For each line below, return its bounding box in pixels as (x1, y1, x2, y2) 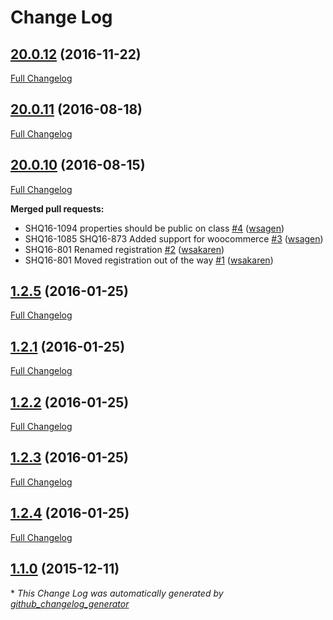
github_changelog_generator (10, 597, 130, 610)
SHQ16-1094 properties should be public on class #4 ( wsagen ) (24, 222, 285, 234)
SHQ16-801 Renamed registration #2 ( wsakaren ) (24, 243, 225, 255)
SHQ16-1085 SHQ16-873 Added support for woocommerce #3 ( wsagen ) (24, 232, 324, 245)
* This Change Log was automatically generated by (10, 587, 224, 599)
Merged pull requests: (10, 202, 105, 215)
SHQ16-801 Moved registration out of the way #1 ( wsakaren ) (24, 254, 274, 266)
